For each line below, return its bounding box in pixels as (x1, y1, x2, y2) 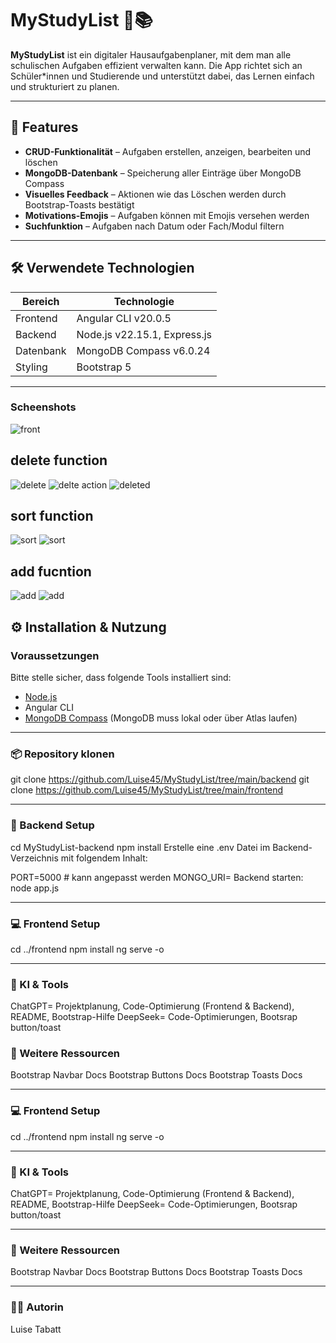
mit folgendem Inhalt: (60, 852, 148, 864)
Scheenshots (10, 400, 77, 414)
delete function (10, 452, 108, 469)
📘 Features (10, 119, 79, 136)
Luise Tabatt (10, 1323, 62, 1335)
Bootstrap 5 (76, 360, 132, 374)
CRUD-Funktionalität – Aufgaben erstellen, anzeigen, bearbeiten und (24, 145, 312, 157)
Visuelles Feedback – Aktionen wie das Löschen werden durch (24, 188, 287, 200)
